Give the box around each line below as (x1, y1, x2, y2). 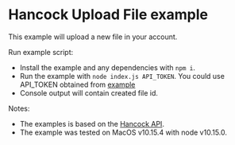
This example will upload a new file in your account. (8, 32, 178, 41)
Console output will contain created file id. (19, 88, 159, 97)
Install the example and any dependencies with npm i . (19, 62, 196, 72)
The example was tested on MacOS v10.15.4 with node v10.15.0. (19, 127, 228, 137)
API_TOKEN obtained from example (19, 80, 136, 89)
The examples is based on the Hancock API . (19, 119, 165, 128)
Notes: (8, 104, 30, 113)
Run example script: (8, 47, 74, 57)
